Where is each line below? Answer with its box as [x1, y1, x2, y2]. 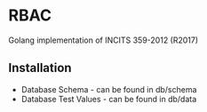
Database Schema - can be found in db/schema [20, 84, 197, 94]
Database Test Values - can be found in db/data [20, 93, 197, 104]
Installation [8, 60, 72, 76]
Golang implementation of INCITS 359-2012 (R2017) [8, 35, 199, 45]
